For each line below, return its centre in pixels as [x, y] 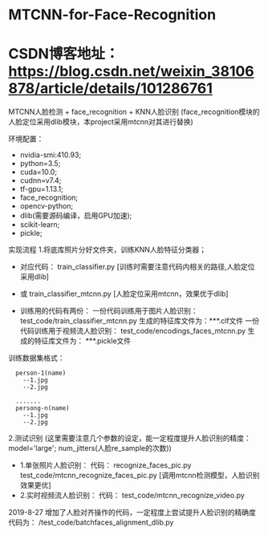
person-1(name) [41, 373]
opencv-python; [47, 206]
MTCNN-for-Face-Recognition [112, 15]
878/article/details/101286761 [110, 89]
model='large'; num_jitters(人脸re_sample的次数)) [90, 448]
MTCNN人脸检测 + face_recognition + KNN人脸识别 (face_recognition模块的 [134, 112]
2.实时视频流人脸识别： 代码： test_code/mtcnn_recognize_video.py [132, 496]
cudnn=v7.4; [41, 180]
